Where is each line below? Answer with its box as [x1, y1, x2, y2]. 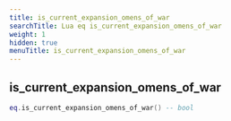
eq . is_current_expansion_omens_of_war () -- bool [9, 103, 194, 112]
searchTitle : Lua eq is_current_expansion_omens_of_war [9, 22, 222, 30]
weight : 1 [9, 30, 47, 39]
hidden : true [9, 38, 58, 48]
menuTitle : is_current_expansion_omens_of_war [9, 47, 186, 56]
